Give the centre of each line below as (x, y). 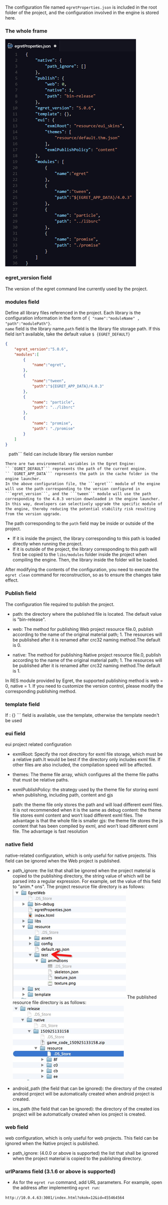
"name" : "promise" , (52, 423)
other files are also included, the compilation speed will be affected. (82, 765)
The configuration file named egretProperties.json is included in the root (81, 7)
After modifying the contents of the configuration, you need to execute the (82, 570)
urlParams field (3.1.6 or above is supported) (60, 1171)
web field (17, 1127)
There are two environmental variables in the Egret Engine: (70, 464)
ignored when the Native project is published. (52, 1143)
